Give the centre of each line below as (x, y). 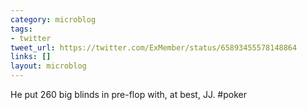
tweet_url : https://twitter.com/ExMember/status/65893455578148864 (154, 47)
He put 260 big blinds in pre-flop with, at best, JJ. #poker (129, 94)
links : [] (31, 57)
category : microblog (53, 19)
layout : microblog (48, 66)
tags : (21, 29)
